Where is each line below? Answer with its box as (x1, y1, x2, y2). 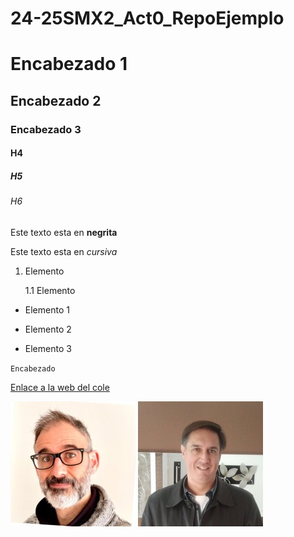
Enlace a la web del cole (10, 381, 110, 393)
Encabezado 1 (10, 53, 128, 76)
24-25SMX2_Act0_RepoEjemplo (10, 7, 285, 30)
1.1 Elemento (24, 284, 76, 296)
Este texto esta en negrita (10, 226, 118, 238)
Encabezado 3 (10, 122, 82, 136)
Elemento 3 (24, 342, 72, 354)
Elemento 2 (24, 323, 72, 335)
